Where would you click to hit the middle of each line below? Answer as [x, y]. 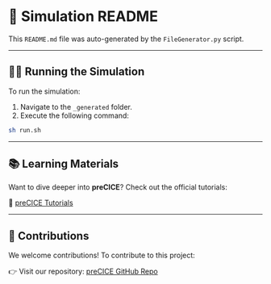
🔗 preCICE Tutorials [41, 203]
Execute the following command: [74, 115]
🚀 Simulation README [83, 17]
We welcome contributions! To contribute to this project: [102, 255]
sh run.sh [25, 130]
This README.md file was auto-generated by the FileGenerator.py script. [126, 39]
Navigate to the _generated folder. [76, 106]
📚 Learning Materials [64, 164]
